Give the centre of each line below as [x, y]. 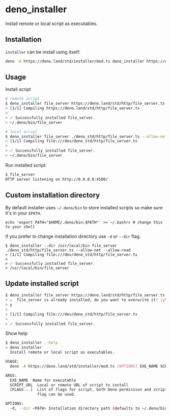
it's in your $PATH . [23, 213]
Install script [18, 89]
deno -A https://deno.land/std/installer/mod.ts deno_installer [75, 61]
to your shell [20, 227]
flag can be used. [57, 395]
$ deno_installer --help [32, 343]
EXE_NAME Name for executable [43, 380]
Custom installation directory [53, 195]
